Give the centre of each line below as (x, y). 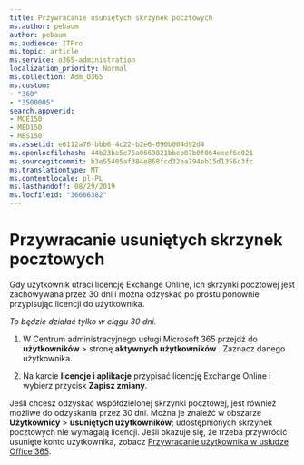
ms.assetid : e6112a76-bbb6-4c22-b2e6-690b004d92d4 (107, 144)
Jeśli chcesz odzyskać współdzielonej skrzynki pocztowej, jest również (143, 403)
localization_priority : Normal (69, 69)
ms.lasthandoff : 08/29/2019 (63, 187)
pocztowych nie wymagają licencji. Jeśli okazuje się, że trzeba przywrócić (148, 431)
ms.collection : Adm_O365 (56, 77)
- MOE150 (26, 119)
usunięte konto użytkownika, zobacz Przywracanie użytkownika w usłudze (149, 441)
